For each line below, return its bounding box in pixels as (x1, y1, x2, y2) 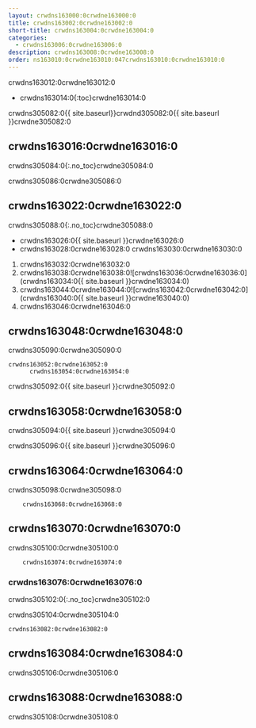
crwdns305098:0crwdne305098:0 (8, 485, 122, 494)
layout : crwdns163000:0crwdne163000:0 (8, 11, 136, 20)
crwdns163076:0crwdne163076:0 (8, 577, 143, 588)
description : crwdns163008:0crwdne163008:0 (8, 48, 155, 56)
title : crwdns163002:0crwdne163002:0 (8, 19, 133, 27)
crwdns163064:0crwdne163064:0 (8, 464, 184, 477)
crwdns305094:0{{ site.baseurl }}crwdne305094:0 (8, 426, 176, 435)
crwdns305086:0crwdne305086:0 (8, 176, 122, 186)
